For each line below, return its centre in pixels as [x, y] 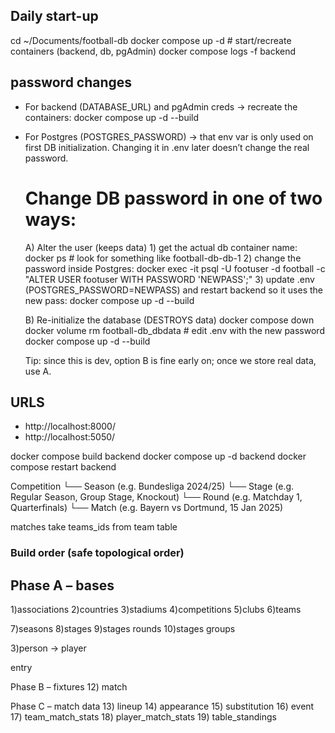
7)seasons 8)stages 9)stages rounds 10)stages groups [123, 629]
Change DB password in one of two [173, 198]
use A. [38, 371]
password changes [71, 82]
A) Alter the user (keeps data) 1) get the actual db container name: [161, 247]
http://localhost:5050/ [70, 437]
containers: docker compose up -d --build [112, 117]
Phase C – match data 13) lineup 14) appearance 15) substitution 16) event [162, 706]
